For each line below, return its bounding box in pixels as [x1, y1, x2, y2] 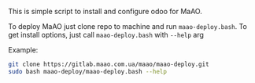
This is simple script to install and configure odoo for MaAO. [8, 7, 202, 16]
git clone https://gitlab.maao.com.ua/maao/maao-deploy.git [8, 60, 210, 68]
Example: [8, 45, 39, 54]
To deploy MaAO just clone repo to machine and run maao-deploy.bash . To [8, 22, 248, 31]
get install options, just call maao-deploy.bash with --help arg [8, 31, 205, 39]
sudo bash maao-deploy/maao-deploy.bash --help [8, 67, 168, 75]
